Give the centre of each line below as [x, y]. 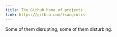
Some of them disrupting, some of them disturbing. [59, 29]
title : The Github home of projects [44, 10]
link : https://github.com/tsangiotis [45, 15]
